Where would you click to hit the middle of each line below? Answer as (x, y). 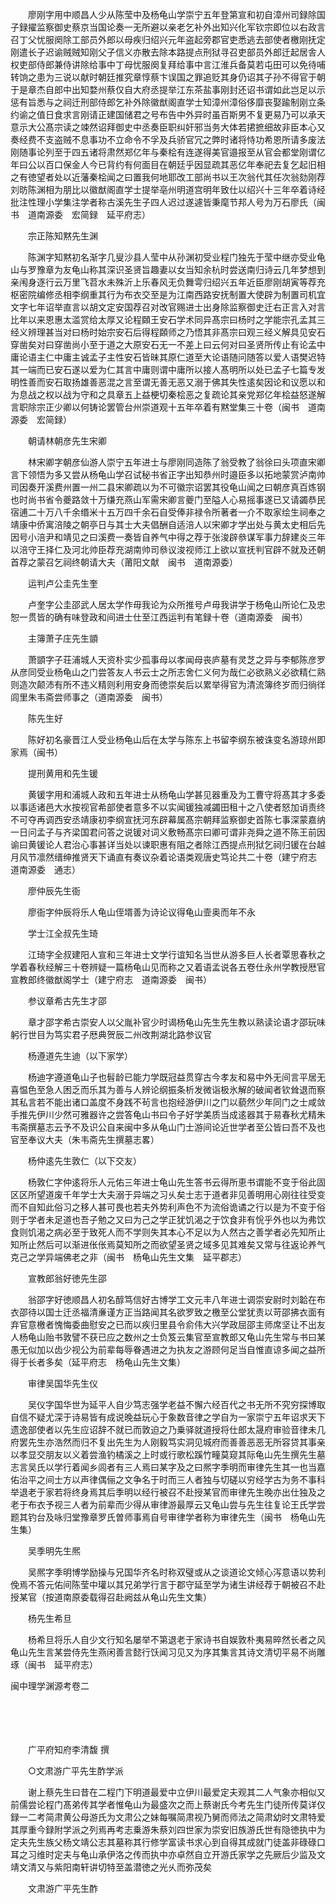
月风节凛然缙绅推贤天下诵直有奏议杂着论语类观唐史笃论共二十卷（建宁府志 (163, 857)
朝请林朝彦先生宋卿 (67, 441)
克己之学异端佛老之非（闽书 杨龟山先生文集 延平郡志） (128, 1257)
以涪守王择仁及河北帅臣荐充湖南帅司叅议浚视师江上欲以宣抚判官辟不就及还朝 (168, 549)
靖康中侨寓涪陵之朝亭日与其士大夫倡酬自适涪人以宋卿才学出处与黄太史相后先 (168, 524)
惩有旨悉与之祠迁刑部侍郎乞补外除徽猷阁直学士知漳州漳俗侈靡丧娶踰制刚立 (163, 102)
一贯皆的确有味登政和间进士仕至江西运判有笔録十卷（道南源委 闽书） (163, 617)
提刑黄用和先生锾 (62, 773)
